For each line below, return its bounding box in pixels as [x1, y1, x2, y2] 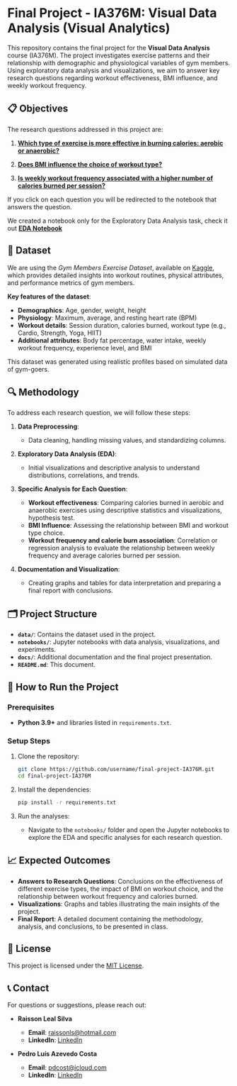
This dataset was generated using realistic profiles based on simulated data [7, 357, 228, 366]
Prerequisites [7, 702, 54, 712]
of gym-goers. [7, 365, 50, 373]
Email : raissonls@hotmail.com [28, 1029, 117, 1037]
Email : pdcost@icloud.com [28, 1063, 108, 1072]
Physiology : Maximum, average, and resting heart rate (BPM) [17, 314, 197, 322]
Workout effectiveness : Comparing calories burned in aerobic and [28, 499, 224, 507]
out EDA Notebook [7, 223, 62, 232]
